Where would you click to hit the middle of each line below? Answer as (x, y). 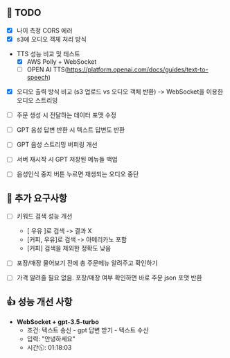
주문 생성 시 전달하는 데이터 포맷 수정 (67, 115)
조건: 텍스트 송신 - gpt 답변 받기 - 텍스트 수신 (88, 330)
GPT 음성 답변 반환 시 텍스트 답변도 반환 (71, 130)
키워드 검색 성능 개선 (44, 216)
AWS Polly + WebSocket (62, 61)
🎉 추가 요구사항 (37, 198)
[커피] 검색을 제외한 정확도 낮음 (69, 248)
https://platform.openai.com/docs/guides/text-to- (138, 69)
